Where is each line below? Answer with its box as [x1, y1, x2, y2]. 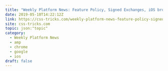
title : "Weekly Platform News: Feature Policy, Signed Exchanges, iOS [5, 7, 155, 12]
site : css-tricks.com [5, 21, 50, 26]
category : [5, 30, 26, 35]
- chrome [9, 44, 28, 49]
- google [9, 49, 28, 54]
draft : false [5, 58, 32, 63]
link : [5, 16, 16, 21]
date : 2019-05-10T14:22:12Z [5, 12, 64, 17]
